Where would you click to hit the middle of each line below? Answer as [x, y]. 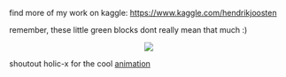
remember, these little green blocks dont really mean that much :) [128, 30]
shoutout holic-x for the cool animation [80, 64]
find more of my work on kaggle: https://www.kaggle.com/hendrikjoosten [143, 13]
